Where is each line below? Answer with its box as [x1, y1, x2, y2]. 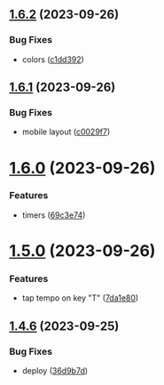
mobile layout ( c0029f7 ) [21, 126, 111, 137]
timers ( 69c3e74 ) [21, 209, 86, 221]
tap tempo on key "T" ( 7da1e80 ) [21, 293, 139, 303]
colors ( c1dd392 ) [21, 53, 84, 65]
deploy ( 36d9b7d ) [21, 365, 89, 376]
